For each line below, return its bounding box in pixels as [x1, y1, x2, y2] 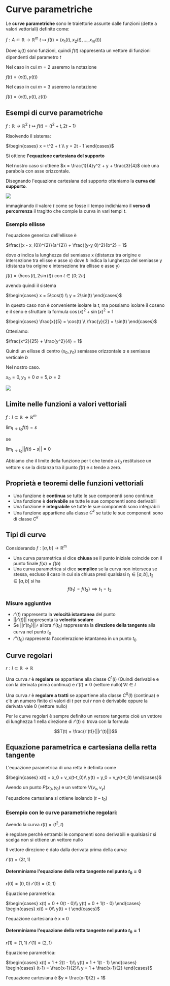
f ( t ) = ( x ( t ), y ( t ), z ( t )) [6, 94, 47, 100]
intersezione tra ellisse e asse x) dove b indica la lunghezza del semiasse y [6, 257, 162, 263]
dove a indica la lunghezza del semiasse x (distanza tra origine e [6, 252, 141, 258]
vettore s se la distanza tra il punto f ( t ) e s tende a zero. [6, 464, 122, 470]
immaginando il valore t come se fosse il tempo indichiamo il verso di [6, 202, 150, 209]
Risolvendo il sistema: [6, 133, 51, 139]
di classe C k [13, 515, 39, 522]
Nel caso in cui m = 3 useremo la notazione [6, 84, 97, 90]
